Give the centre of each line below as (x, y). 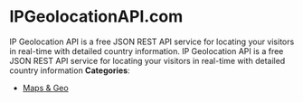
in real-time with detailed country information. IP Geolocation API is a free (147, 51)
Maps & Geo (46, 88)
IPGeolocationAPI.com (96, 17)
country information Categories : (70, 70)
